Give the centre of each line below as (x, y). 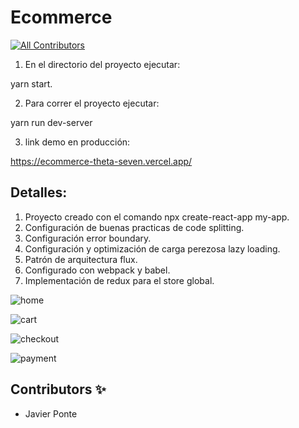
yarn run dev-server (51, 122)
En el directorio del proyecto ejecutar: (102, 64)
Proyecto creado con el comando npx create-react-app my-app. (157, 217)
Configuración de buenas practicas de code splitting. (134, 227)
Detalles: (39, 192)
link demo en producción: (77, 142)
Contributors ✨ (58, 389)
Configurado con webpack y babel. (97, 270)
